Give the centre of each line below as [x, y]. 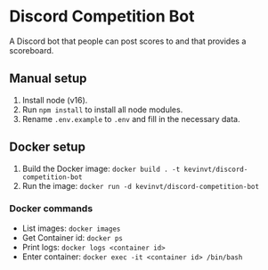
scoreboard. [32, 50]
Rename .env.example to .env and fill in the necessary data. [131, 119]
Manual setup [48, 79]
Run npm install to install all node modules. [102, 110]
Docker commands [51, 209]
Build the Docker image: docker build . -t [101, 168]
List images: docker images [71, 228]
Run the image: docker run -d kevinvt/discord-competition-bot [141, 185]
